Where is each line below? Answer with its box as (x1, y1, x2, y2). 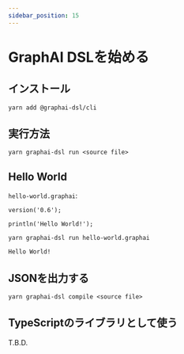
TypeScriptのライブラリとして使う (8, 316, 178, 329)
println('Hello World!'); (8, 220, 93, 228)
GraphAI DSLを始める (8, 48, 150, 66)
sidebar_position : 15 (8, 11, 80, 20)
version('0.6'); (8, 207, 62, 215)
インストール (8, 82, 71, 96)
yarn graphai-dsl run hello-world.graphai (8, 234, 150, 242)
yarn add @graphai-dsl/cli (8, 104, 97, 112)
